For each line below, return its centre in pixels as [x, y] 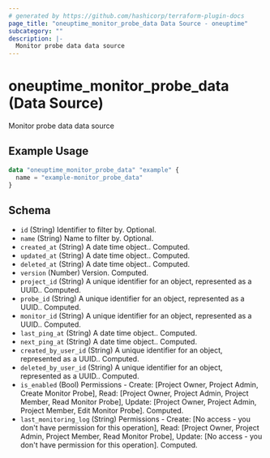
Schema [30, 210]
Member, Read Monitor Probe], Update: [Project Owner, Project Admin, [138, 402]
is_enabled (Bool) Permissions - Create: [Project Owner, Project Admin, [139, 385]
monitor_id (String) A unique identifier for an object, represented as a [136, 316]
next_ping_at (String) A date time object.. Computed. [108, 342]
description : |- [36, 39]
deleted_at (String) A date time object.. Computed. [105, 264]
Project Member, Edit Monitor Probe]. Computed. [102, 411]
